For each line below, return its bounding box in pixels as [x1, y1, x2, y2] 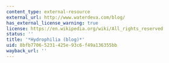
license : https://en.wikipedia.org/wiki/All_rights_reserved [6, 25, 164, 32]
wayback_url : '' [6, 48, 47, 54]
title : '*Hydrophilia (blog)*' [6, 37, 85, 43]
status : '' [6, 31, 34, 37]
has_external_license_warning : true [6, 20, 98, 26]
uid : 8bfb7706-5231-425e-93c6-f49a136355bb [6, 43, 118, 49]
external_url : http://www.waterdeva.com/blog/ [6, 14, 126, 20]
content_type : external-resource [6, 8, 91, 15]
